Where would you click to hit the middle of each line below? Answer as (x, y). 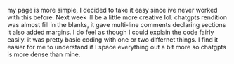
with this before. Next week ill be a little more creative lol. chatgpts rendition (117, 17)
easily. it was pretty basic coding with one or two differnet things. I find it (113, 40)
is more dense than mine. (44, 54)
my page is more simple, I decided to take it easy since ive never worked (112, 10)
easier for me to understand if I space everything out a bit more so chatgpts (117, 47)
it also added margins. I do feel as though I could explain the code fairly (111, 32)
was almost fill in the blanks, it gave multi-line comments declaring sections (117, 25)
